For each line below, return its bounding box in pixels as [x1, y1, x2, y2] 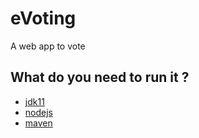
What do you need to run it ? [10, 69, 190, 86]
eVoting [10, 7, 77, 30]
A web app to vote [10, 40, 86, 52]
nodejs [24, 106, 53, 118]
